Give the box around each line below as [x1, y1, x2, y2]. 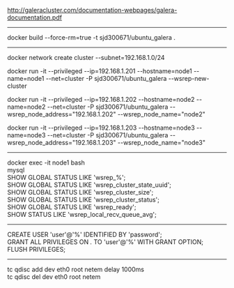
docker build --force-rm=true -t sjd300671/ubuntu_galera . [7, 33, 176, 41]
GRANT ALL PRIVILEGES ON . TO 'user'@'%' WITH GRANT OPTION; [7, 238, 204, 246]
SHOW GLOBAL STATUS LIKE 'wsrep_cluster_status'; [7, 195, 160, 204]
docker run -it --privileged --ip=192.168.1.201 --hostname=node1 [7, 67, 193, 75]
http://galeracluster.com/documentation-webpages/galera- [7, 6, 178, 14]
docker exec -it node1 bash [7, 158, 86, 167]
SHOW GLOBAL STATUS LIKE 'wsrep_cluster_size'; [7, 188, 154, 196]
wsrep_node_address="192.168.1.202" [7, 110, 116, 118]
